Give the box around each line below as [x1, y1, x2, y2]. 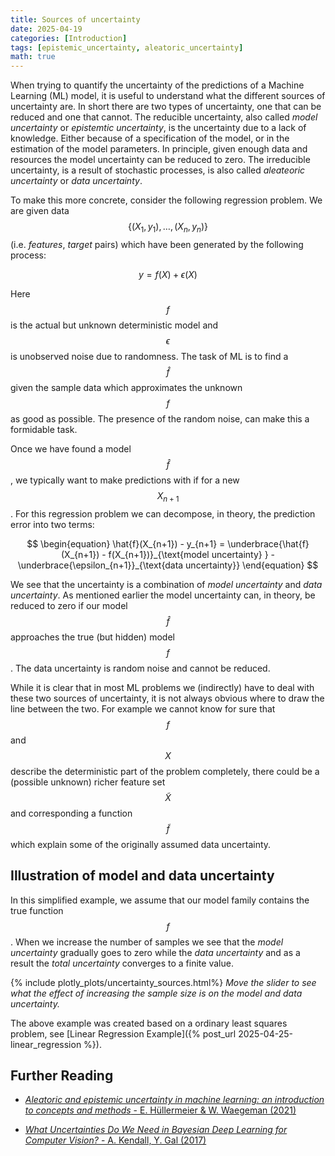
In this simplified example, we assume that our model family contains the [10, 894, 310, 906]
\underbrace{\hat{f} [227, 537, 310, 550]
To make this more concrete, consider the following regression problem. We [10, 194, 323, 206]
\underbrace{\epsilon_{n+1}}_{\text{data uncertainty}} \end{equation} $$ [17, 559, 319, 571]
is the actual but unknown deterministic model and [10, 319, 219, 331]
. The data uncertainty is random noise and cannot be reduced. [10, 662, 271, 674]
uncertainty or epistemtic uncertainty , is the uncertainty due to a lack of [10, 122, 307, 134]
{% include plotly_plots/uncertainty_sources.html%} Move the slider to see [10, 976, 317, 988]
